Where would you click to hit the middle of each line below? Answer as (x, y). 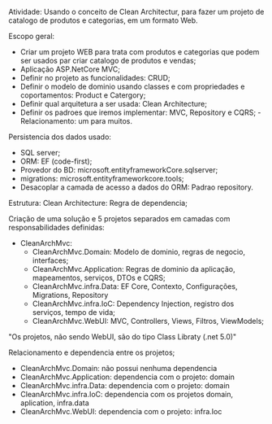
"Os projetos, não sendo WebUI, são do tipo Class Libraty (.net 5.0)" (123, 337)
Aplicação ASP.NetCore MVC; (70, 69)
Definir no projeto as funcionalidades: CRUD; (95, 78)
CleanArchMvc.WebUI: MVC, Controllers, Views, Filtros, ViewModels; (148, 321)
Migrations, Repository (70, 295)
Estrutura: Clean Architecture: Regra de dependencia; (98, 203)
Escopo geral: (32, 36)
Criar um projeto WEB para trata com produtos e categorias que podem (140, 52)
